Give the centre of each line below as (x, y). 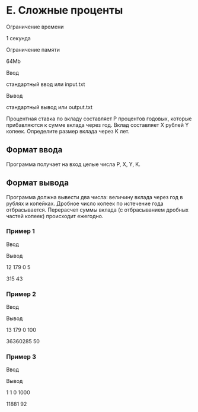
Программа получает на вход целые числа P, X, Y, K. (74, 164)
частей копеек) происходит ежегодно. (55, 216)
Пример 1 (20, 231)
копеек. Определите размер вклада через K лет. (68, 131)
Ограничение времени (35, 27)
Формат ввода (34, 150)
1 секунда (18, 38)
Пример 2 (21, 294)
